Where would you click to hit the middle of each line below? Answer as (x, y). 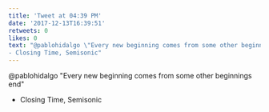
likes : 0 (23, 38)
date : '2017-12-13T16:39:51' (57, 23)
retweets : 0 (28, 30)
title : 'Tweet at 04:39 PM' (55, 16)
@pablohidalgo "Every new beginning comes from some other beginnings (130, 76)
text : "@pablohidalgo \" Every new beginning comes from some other (123, 46)
